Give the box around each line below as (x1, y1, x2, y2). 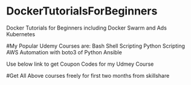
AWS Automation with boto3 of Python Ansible (6, 48, 122, 55)
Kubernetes (6, 30, 35, 37)
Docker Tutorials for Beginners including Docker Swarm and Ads (6, 24, 167, 31)
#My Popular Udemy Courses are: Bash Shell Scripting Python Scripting (6, 42, 186, 49)
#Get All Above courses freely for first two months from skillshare (6, 72, 170, 79)
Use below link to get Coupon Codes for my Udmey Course (6, 60, 154, 68)
